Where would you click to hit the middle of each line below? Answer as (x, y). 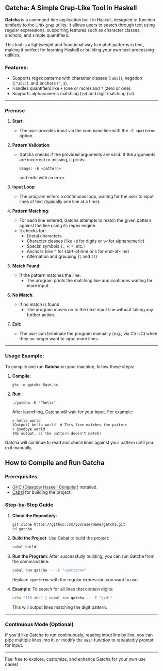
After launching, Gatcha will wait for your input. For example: (73, 412)
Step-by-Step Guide (29, 505)
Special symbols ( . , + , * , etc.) (56, 246)
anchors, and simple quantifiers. (37, 35)
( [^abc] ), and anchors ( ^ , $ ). (40, 83)
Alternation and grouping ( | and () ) (62, 256)
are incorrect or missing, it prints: (52, 160)
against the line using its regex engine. (58, 226)
